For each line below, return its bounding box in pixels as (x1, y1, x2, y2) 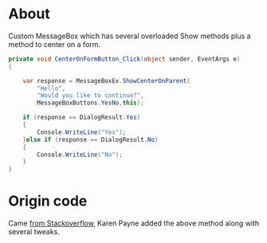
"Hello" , (37, 84, 66, 92)
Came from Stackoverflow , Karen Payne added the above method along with (8, 218, 260, 228)
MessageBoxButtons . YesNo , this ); (37, 99, 145, 108)
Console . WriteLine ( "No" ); (37, 151, 124, 159)
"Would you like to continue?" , (37, 92, 145, 100)
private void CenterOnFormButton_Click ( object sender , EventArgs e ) (8, 55, 241, 63)
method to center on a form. (8, 39, 101, 49)
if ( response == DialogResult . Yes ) (22, 113, 141, 122)
